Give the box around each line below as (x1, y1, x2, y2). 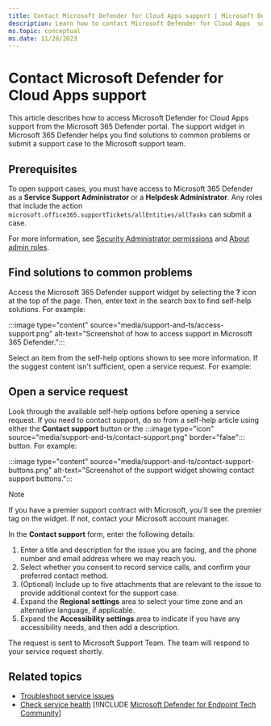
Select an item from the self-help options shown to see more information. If (8, 352, 258, 362)
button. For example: (8, 441, 77, 450)
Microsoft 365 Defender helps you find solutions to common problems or (8, 130, 251, 140)
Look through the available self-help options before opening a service (8, 406, 240, 416)
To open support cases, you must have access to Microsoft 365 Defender (8, 184, 254, 193)
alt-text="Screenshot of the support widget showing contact (53, 465, 255, 475)
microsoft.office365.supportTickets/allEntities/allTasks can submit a (8, 209, 252, 219)
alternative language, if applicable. (19, 605, 135, 614)
